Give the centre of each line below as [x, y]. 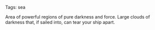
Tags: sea [15, 7]
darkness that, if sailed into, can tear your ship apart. [60, 22]
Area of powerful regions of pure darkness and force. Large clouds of [78, 17]
